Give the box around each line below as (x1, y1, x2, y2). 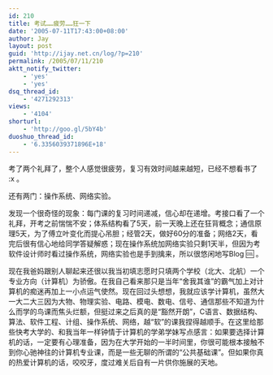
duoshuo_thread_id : (8, 132, 75, 140)
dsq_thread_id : (8, 87, 60, 96)
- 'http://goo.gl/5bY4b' (23, 125, 107, 133)
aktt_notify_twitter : (8, 65, 82, 73)
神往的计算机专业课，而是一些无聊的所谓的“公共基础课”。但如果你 (36, 347, 258, 357)
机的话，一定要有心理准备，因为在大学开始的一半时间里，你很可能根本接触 (8, 337, 258, 347)
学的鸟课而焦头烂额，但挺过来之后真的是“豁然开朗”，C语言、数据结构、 (22, 306, 262, 317)
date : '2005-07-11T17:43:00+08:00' (8, 27, 129, 35)
